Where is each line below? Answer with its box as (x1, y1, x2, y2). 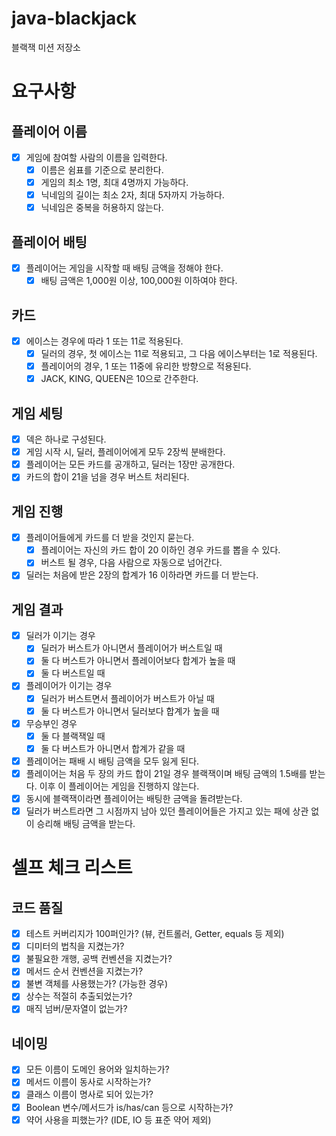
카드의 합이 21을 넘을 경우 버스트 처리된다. (25, 471, 190, 483)
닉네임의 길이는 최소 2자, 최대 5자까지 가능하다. (40, 189, 225, 201)
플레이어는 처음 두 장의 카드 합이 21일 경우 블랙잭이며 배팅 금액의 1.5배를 (25, 767, 308, 779)
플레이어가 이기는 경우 (25, 680, 113, 692)
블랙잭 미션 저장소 (11, 41, 81, 53)
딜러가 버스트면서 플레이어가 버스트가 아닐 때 (40, 692, 215, 704)
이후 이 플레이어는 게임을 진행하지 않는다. (39, 780, 200, 792)
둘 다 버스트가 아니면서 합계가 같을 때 (40, 742, 186, 754)
